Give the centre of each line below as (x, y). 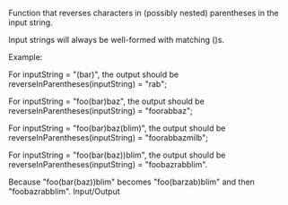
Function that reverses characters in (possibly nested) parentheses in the (144, 13)
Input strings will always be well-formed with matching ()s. (117, 40)
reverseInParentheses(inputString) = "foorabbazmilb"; (108, 137)
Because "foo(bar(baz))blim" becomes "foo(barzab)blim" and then (131, 182)
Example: (26, 57)
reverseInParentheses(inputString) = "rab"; (88, 84)
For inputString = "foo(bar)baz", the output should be (107, 101)
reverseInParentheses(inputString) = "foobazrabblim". (108, 164)
